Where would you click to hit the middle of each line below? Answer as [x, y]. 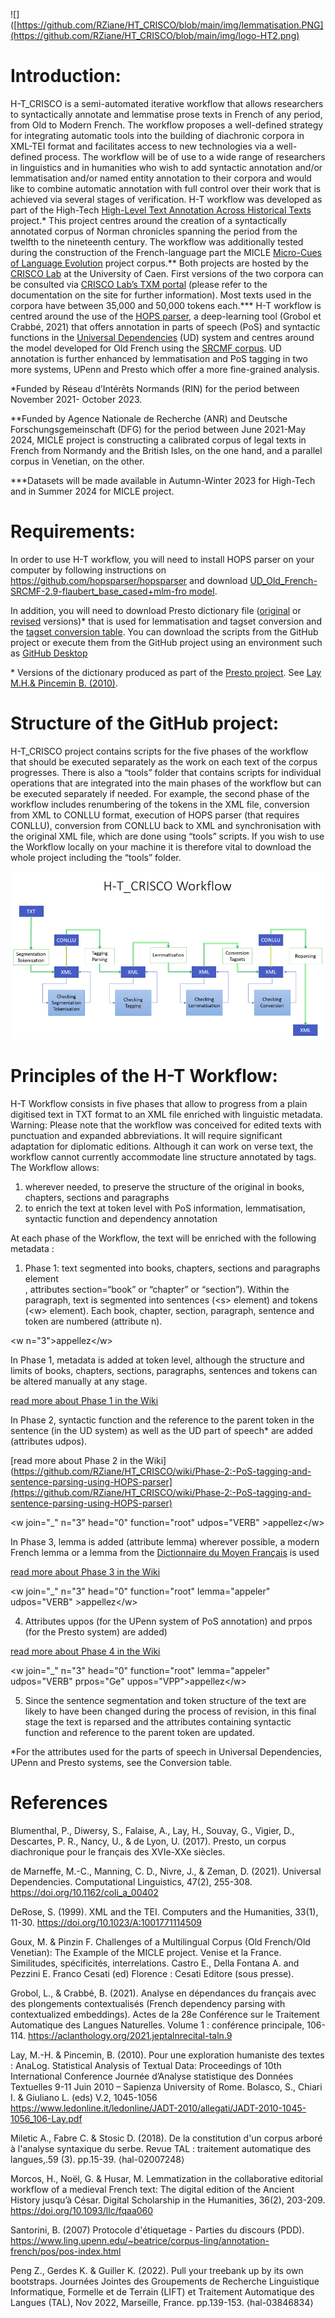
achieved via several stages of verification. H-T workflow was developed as [166, 199]
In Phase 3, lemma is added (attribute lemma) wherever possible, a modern [165, 1541]
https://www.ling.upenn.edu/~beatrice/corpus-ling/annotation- [140, 2240]
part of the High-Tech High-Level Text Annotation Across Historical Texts [161, 210]
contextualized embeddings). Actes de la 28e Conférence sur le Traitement [165, 2014]
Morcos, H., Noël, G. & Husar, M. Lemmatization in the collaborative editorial [166, 2178]
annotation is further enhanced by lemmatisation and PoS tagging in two [159, 358]
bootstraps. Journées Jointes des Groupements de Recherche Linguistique [165, 2281]
